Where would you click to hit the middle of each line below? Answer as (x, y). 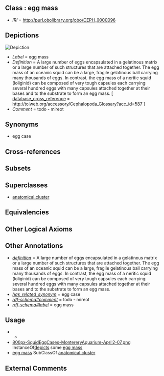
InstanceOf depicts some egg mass (47, 347)
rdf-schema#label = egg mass (43, 305)
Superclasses (26, 185)
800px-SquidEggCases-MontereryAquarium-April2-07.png (71, 342)
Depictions (22, 36)
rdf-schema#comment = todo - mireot (51, 299)
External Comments (36, 368)
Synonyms (22, 125)
